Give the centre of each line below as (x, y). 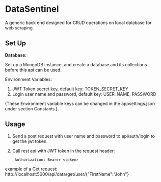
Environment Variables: (28, 79)
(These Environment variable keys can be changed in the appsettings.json (80, 104)
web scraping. (20, 27)
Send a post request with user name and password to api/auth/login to (83, 136)
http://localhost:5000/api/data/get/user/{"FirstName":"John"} (67, 174)
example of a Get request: (31, 169)
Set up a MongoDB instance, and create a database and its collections (76, 64)
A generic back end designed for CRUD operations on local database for (79, 23)
